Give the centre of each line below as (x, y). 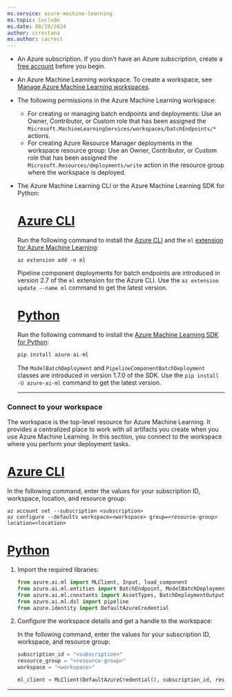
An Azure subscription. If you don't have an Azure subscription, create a (120, 59)
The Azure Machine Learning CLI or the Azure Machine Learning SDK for (121, 186)
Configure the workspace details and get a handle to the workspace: (115, 621)
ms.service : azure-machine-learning (60, 13)
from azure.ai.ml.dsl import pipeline (73, 602)
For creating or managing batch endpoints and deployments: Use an (125, 114)
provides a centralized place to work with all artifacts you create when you (113, 430)
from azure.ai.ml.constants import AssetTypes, (87, 595)
